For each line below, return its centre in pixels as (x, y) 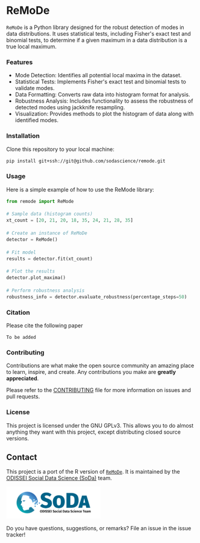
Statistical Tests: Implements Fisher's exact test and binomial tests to (101, 82)
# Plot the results (31, 271)
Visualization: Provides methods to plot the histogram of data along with (104, 114)
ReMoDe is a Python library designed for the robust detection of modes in (95, 27)
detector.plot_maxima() (36, 278)
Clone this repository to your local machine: (60, 149)
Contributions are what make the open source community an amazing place (100, 365)
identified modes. (37, 120)
